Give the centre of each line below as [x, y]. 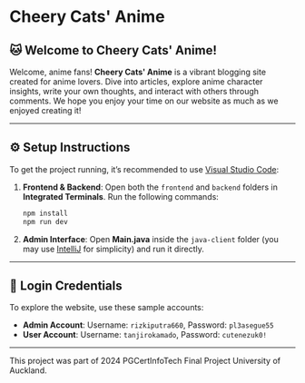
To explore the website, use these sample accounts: [107, 308]
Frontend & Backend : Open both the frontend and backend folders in [150, 187]
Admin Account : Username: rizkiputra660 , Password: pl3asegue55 [148, 325]
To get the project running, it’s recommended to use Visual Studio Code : [144, 169]
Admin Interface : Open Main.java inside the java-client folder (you [150, 239]
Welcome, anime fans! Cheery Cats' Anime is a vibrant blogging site [138, 72]
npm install [45, 213]
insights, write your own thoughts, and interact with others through [134, 91]
